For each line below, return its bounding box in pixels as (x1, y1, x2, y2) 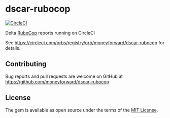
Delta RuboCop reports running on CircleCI (5, 29, 95, 36)
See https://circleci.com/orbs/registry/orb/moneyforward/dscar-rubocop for (5, 39, 165, 46)
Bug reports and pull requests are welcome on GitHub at (5, 73, 123, 79)
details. (5, 45, 21, 51)
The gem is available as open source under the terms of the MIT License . (5, 107, 158, 113)
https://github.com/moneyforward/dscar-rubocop (5, 78, 109, 84)
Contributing (5, 60, 47, 69)
